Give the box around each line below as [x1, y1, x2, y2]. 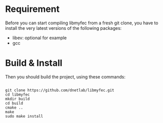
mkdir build [5, 96, 30, 101]
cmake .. [5, 105, 23, 110]
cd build [5, 101, 23, 106]
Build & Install [5, 58, 63, 69]
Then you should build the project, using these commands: [5, 73, 126, 80]
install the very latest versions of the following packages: [5, 25, 122, 31]
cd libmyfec [5, 92, 30, 97]
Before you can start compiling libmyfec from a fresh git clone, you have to [5, 20, 159, 26]
